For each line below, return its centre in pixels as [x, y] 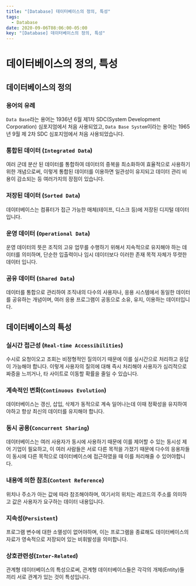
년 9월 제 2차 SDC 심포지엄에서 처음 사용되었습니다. [65, 134]
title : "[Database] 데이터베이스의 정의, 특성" [59, 11]
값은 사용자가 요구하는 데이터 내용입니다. [58, 501]
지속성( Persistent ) [32, 518]
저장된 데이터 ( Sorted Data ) [43, 195]
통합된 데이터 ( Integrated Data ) [49, 150]
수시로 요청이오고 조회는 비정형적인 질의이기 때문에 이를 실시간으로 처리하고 [92, 359]
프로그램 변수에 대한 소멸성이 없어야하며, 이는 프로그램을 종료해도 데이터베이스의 [97, 532]
